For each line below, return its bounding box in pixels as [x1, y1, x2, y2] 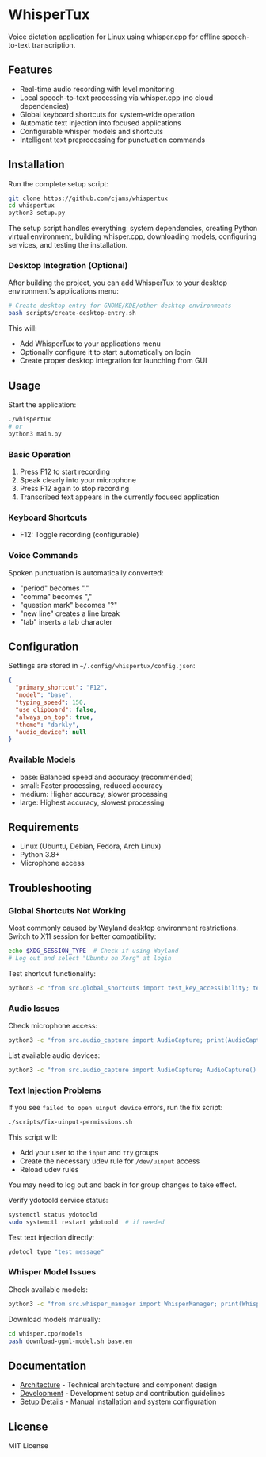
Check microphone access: [8, 1021, 97, 1030]
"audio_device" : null [15, 728, 87, 736]
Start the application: [8, 400, 77, 409]
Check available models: [8, 1284, 89, 1294]
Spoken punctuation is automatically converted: [8, 567, 164, 577]
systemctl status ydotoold [8, 1210, 97, 1219]
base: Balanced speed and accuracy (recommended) [19, 772, 194, 782]
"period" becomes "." [19, 583, 89, 593]
